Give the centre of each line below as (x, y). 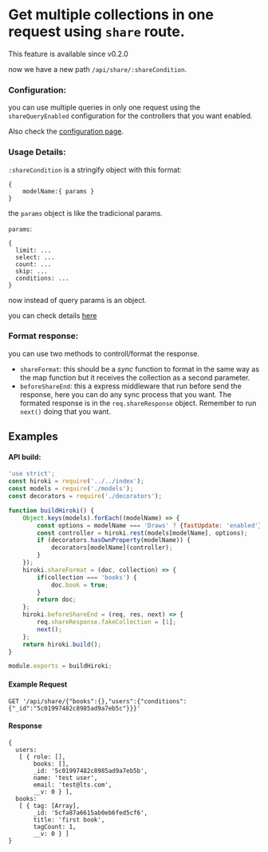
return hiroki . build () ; (62, 644)
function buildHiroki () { (51, 510)
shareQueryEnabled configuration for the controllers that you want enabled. (130, 116)
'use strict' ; (32, 474)
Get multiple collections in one (111, 15)
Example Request (38, 684)
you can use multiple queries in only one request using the (104, 107)
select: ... (35, 257)
